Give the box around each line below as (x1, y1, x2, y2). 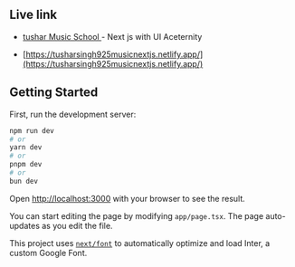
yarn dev (9, 143, 43, 152)
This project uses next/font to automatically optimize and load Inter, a (9, 237, 271, 248)
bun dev (9, 176, 39, 186)
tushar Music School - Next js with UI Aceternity (22, 31, 203, 42)
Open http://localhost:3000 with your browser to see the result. (9, 193, 246, 204)
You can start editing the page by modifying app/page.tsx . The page (9, 210, 264, 221)
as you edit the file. (42, 220, 113, 231)
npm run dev (9, 126, 54, 135)
